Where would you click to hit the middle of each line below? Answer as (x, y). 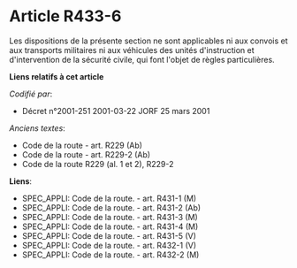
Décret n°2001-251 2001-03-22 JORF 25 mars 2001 (116, 111)
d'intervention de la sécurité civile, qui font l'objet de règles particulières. (142, 59)
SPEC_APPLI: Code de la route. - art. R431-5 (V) (109, 235)
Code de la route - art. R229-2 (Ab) (86, 154)
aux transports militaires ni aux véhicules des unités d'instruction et (132, 50)
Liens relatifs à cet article (57, 76)
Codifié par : (31, 94)
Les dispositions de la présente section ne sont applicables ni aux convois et (148, 41)
